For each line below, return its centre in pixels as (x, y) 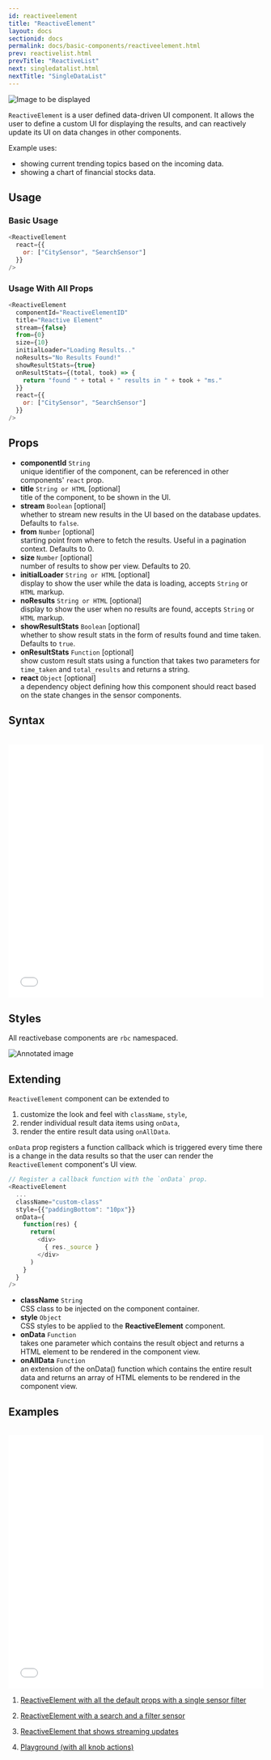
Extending (35, 1079)
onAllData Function (53, 1361)
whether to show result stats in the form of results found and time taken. (140, 635)
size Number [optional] (56, 557)
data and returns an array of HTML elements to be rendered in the (130, 1378)
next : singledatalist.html (54, 69)
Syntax (27, 720)
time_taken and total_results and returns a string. (105, 669)
